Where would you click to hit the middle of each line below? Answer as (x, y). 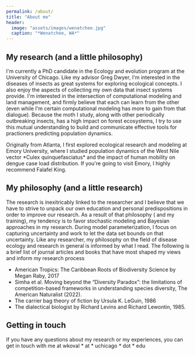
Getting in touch (36, 325)
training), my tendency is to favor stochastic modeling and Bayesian (88, 221)
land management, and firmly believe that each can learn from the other (93, 102)
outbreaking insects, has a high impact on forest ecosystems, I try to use (94, 121)
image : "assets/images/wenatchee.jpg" (59, 28)
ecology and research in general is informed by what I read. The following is (98, 245)
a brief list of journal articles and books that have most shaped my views (93, 252)
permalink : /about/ (30, 11)
